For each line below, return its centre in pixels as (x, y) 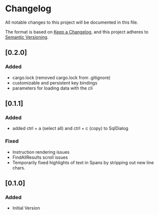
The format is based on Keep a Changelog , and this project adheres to (77, 32)
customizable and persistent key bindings (55, 83)
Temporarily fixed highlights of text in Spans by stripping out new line (83, 162)
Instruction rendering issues (41, 152)
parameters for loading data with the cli (53, 88)
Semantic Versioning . (27, 37)
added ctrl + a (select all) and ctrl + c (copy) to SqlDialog (70, 129)
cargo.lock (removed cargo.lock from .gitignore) (61, 78)
